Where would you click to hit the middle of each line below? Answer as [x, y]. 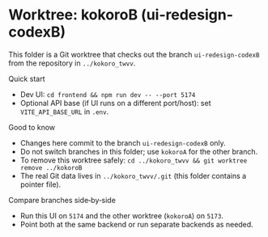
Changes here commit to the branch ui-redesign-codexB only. [123, 142]
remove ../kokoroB [51, 167]
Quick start [27, 78]
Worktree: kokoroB [73, 15]
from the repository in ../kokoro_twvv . [72, 63]
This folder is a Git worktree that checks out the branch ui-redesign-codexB [134, 54]
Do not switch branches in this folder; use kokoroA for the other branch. [139, 151]
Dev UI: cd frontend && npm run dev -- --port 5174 [108, 94]
